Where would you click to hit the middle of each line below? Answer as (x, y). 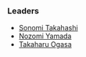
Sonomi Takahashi (48, 28)
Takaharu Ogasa (45, 45)
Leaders (23, 11)
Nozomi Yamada (45, 36)
